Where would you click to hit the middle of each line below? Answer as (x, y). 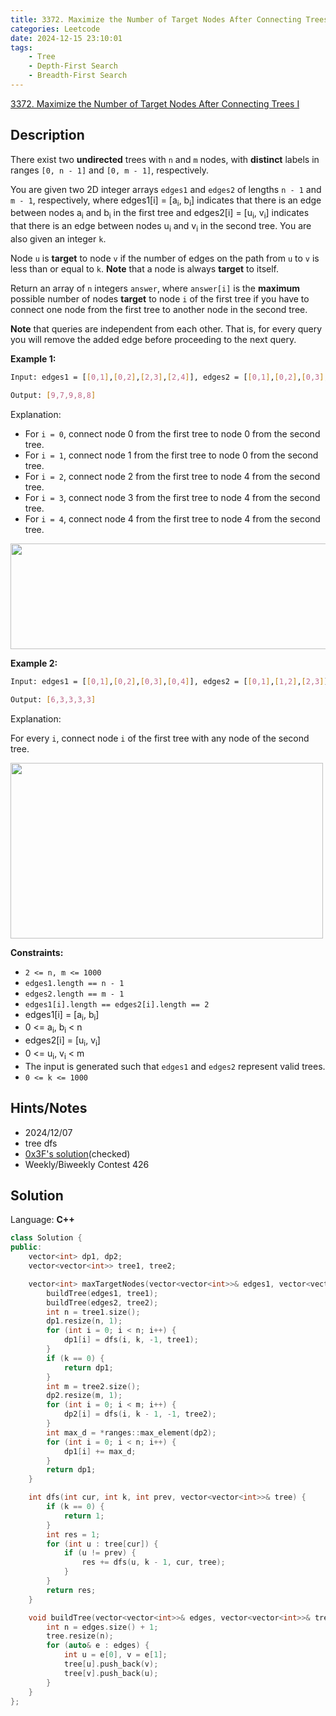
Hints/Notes (49, 1108)
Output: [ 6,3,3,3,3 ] (53, 699)
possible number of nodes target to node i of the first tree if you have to (160, 299)
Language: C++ (42, 1220)
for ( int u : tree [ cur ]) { (102, 1544)
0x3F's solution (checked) (77, 1153)
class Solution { (46, 1238)
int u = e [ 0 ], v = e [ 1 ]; (115, 1655)
